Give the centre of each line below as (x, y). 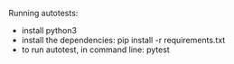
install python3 (49, 30)
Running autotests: (43, 13)
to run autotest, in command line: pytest (96, 50)
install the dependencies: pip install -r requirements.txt (123, 40)
